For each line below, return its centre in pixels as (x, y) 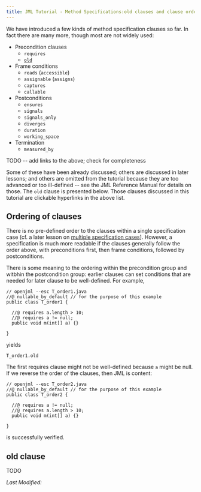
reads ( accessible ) (47, 72)
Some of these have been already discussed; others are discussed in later (98, 172)
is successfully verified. (35, 437)
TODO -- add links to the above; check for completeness (76, 160)
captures (35, 85)
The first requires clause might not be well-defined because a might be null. (100, 367)
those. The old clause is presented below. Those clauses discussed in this (98, 191)
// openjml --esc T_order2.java (46, 385)
